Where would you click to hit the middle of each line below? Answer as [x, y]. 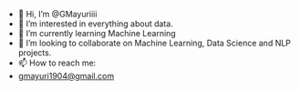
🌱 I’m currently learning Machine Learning [97, 33]
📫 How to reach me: [57, 63]
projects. [35, 53]
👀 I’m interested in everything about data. [95, 24]
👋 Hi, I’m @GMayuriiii [57, 14]
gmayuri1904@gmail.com [66, 76]
